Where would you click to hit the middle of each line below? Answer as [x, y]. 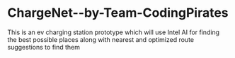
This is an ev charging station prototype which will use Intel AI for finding [114, 32]
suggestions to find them [44, 47]
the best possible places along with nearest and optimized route [101, 39]
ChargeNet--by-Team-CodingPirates [118, 13]
